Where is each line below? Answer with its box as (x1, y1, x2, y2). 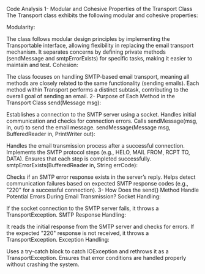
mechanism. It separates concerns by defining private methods (6, 48, 166, 56)
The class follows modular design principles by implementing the (6, 35, 170, 42)
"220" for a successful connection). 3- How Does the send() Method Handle (6, 186, 199, 193)
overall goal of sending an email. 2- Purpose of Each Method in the (6, 93, 176, 99)
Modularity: (6, 24, 35, 31)
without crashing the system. (6, 261, 80, 268)
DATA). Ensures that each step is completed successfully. (6, 155, 152, 162)
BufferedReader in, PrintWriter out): (6, 131, 96, 137)
